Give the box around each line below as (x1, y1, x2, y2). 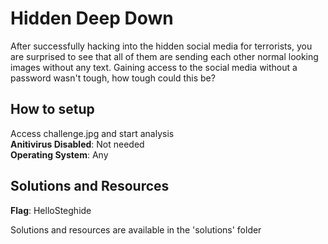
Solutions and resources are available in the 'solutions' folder (10, 223, 262, 236)
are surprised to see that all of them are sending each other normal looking (10, 50, 319, 62)
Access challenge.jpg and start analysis (10, 127, 175, 139)
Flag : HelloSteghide (10, 204, 92, 216)
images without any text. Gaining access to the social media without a (10, 61, 298, 73)
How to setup (10, 101, 95, 118)
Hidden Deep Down (10, 7, 174, 30)
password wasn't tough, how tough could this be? (10, 72, 216, 84)
